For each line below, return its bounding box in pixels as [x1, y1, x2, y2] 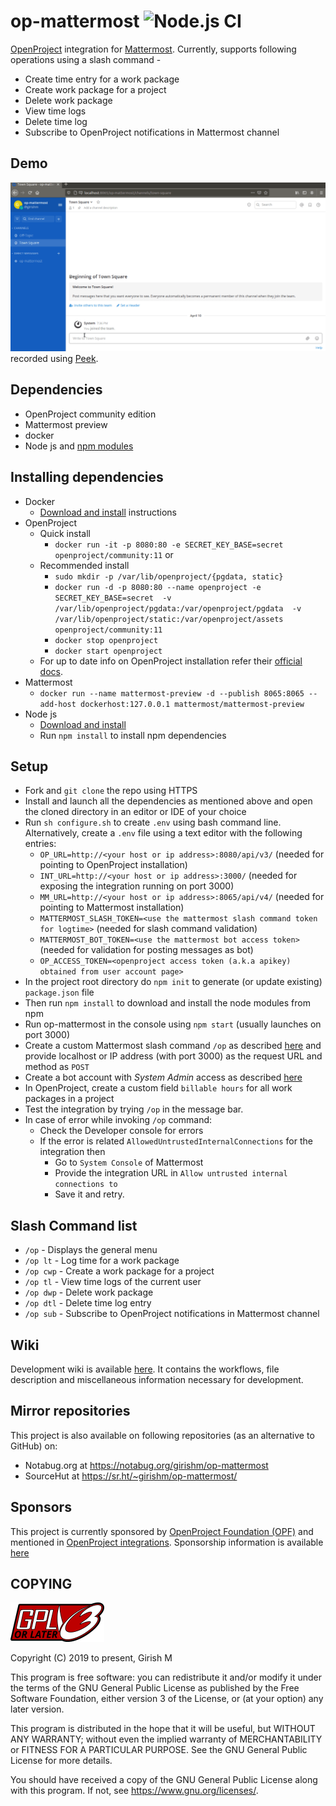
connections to [54, 1180, 118, 1190]
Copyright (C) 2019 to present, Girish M [10, 1652, 173, 1664]
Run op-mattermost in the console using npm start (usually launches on [24, 1018, 322, 1030]
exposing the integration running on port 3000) [39, 880, 235, 892]
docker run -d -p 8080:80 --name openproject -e [54, 582, 262, 592]
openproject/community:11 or [54, 548, 174, 560]
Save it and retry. [54, 1188, 125, 1200]
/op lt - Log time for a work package [24, 1255, 180, 1267]
